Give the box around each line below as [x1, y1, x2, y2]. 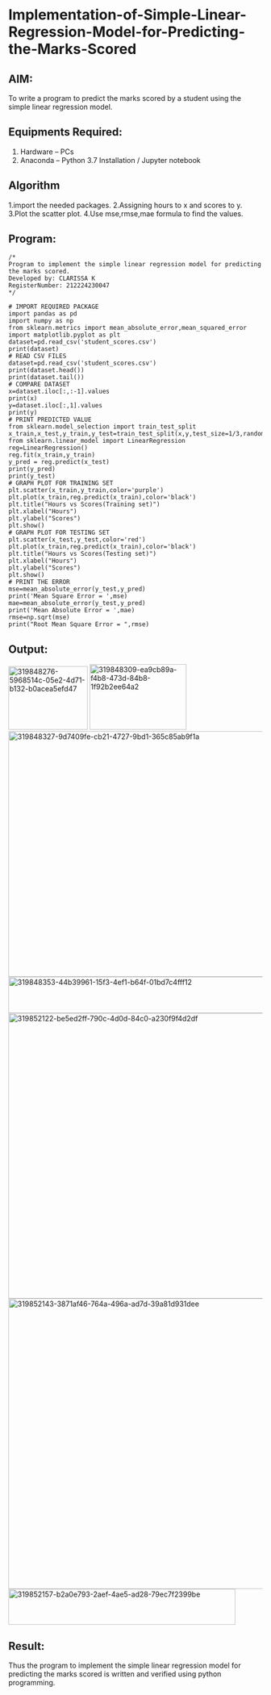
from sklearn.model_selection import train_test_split [8, 423, 197, 431]
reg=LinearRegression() [8, 444, 89, 453]
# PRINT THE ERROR [8, 578, 70, 587]
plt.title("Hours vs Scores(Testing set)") [8, 550, 157, 558]
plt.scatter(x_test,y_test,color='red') [8, 536, 147, 544]
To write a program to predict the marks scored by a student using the [8, 94, 242, 102]
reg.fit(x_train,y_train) [8, 451, 95, 459]
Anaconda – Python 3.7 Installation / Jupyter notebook [19, 155, 201, 165]
